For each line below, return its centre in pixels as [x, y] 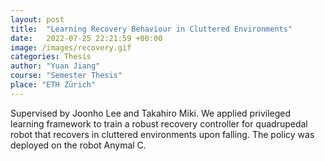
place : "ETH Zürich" [53, 85]
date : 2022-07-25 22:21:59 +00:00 [86, 38]
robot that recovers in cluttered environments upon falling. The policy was [162, 134]
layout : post [37, 19]
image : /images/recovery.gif [71, 47]
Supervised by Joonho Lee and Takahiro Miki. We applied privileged [151, 113]
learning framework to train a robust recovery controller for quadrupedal [159, 123]
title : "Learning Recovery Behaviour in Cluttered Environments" [151, 29]
